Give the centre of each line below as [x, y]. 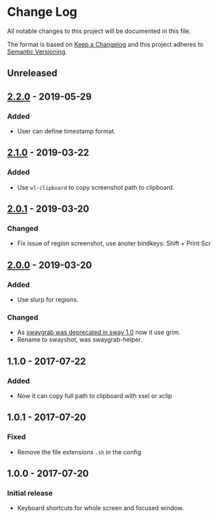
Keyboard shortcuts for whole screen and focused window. [100, 508]
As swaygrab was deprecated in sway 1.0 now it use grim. [99, 332]
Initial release [30, 494]
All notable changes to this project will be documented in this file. [99, 31]
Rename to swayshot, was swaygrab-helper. [79, 340]
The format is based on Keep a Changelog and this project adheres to [105, 44]
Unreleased [33, 73]
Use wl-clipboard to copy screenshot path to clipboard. [95, 187]
